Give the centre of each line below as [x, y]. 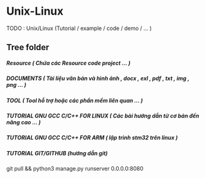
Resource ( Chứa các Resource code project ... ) [68, 63]
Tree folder [28, 47]
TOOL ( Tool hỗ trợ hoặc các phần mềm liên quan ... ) [75, 100]
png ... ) [16, 85]
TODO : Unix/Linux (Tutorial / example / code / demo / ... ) [79, 28]
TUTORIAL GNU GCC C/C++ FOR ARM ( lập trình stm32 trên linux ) [92, 138]
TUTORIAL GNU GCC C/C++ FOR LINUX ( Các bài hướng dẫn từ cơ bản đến [103, 116]
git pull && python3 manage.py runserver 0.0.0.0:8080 [75, 169]
